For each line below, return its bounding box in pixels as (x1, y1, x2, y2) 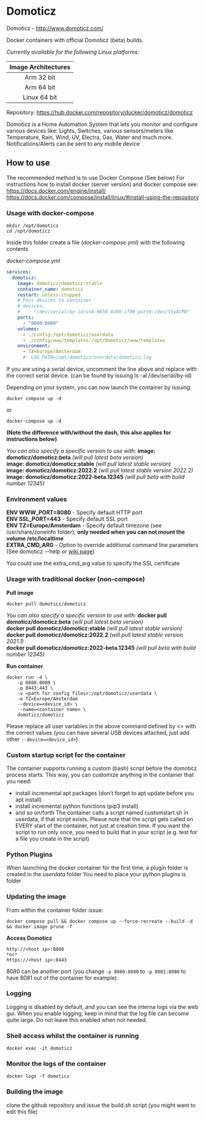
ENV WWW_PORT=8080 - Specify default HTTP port (6, 509, 143, 516)
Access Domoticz (6, 934, 52, 942)
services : (6, 269, 32, 275)
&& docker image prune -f (6, 923, 72, 929)
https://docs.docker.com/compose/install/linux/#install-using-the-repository (6, 193, 199, 201)
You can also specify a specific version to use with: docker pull (6, 611, 167, 619)
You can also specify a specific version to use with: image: (6, 447, 156, 455)
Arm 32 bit (24, 73, 56, 81)
